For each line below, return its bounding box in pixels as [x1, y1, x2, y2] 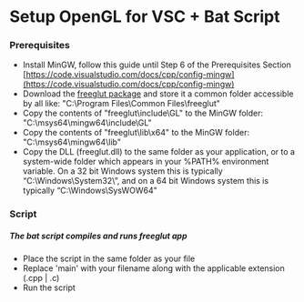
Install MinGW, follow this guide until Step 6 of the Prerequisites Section [22, 59, 291, 70]
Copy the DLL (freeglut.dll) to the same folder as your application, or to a [22, 146, 296, 157]
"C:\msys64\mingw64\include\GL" [22, 117, 152, 128]
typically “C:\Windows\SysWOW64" [22, 185, 157, 196]
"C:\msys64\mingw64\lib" [22, 136, 121, 147]
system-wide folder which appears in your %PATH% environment [22, 156, 269, 167]
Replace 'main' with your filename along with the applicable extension [22, 263, 285, 274]
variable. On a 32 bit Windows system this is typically [22, 166, 223, 176]
